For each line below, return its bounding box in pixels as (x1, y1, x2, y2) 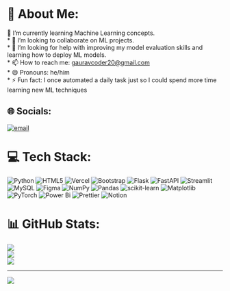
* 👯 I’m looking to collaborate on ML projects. (7, 36, 135, 44)
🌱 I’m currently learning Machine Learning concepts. (7, 29, 155, 37)
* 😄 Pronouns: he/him (7, 68, 70, 76)
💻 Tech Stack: (7, 149, 92, 164)
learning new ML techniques (7, 86, 88, 94)
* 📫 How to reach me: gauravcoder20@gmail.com (7, 58, 151, 66)
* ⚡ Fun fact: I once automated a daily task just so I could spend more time (7, 75, 217, 84)
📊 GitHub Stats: (7, 216, 101, 231)
